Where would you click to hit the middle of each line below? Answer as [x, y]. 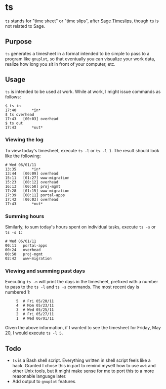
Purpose [19, 42]
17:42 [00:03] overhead [32, 199]
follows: [13, 97]
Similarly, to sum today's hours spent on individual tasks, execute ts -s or [81, 227]
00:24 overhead [23, 250]
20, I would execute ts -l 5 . [34, 333]
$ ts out [14, 123]
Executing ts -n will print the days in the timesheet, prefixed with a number [82, 282]
